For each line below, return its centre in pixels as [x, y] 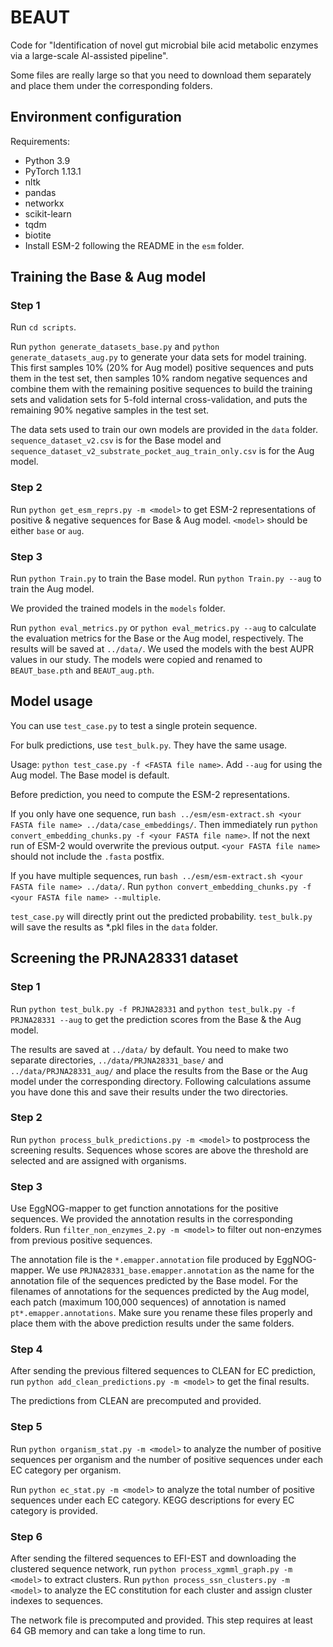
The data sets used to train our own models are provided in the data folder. [164, 430]
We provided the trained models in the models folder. [118, 608]
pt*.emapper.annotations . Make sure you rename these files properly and [161, 1313]
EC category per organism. [66, 1470]
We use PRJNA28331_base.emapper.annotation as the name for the [180, 1270]
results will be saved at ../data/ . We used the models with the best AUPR [162, 649]
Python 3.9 [47, 160]
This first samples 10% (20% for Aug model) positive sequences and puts [162, 368]
